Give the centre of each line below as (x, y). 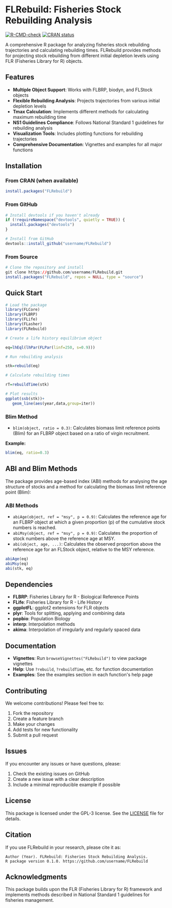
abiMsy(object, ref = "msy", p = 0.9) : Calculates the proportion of (85, 533)
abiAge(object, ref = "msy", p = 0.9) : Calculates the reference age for (90, 517)
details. (13, 818)
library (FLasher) (24, 324)
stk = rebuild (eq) (23, 366)
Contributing (26, 691)
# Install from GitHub (30, 239)
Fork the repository (33, 713)
